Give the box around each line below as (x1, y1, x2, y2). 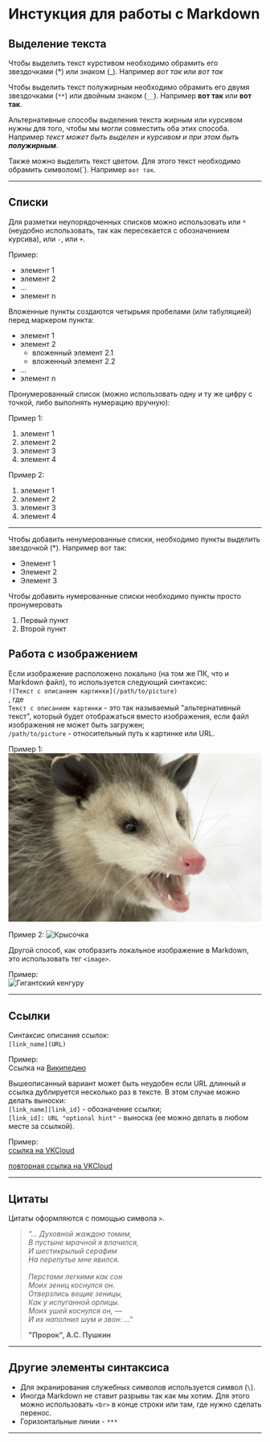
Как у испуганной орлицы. (27, 1297, 121, 1307)
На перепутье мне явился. (27, 1255, 121, 1264)
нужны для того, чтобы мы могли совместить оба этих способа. (8, 124, 230, 133)
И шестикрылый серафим (27, 1246, 118, 1255)
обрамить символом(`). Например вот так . (8, 165, 157, 174)
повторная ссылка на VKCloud (8, 1161, 112, 1171)
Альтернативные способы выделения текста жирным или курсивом (8, 115, 243, 125)
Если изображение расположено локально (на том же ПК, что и (8, 669, 229, 678)
